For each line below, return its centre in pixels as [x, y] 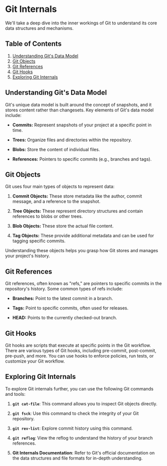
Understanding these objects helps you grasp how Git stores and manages [82, 251]
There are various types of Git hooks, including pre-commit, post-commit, [81, 351]
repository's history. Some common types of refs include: [64, 289]
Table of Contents [34, 44]
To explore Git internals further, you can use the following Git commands [79, 388]
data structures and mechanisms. [39, 28]
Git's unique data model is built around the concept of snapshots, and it [78, 104]
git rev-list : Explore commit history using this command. [73, 428]
